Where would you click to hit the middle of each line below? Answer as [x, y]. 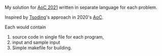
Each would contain [25, 27]
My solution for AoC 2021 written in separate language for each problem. [81, 7]
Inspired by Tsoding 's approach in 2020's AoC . [54, 17]
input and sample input [36, 42]
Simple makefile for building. [42, 48]
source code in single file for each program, [58, 37]
